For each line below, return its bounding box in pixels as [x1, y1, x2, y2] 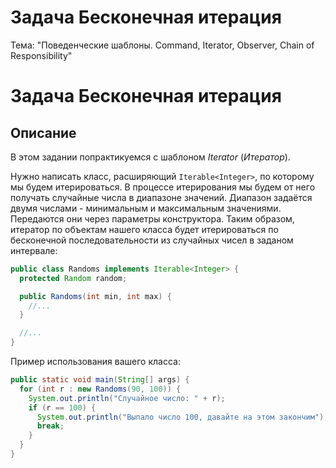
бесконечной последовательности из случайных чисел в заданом [10, 234, 294, 246]
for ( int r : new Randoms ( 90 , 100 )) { [19, 384, 182, 394]
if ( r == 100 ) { [28, 402, 97, 413]
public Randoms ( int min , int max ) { [19, 291, 172, 301]
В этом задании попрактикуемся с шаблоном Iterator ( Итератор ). [10, 151, 291, 163]
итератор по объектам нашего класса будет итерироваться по [10, 223, 279, 235]
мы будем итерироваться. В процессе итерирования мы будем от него [10, 181, 316, 193]
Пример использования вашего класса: [10, 356, 181, 368]
